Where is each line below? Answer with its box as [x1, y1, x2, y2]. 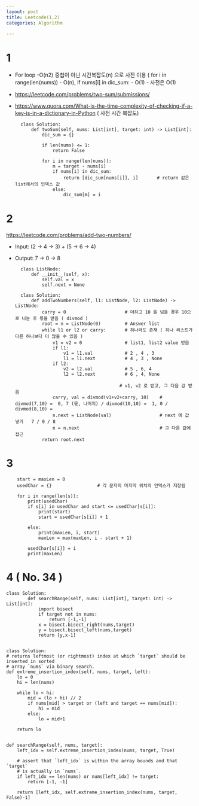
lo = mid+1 [38, 716, 66, 722]
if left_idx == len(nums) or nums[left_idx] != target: [17, 774, 160, 780]
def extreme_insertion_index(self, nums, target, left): [6, 669, 151, 675]
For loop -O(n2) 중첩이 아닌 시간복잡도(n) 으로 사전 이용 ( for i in [14, 71, 167, 78]
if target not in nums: [38, 612, 97, 618]
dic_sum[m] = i [63, 192, 101, 198]
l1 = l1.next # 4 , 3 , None [63, 355, 163, 362]
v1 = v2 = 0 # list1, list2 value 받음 [53, 340, 189, 346]
